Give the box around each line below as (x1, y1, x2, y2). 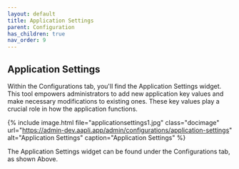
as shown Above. (7, 154, 59, 163)
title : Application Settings (7, 17, 94, 24)
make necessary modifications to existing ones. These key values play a (7, 97, 220, 105)
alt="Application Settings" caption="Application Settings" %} (7, 133, 186, 142)
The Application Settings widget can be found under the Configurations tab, (7, 147, 230, 156)
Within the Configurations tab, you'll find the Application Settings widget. (7, 82, 222, 90)
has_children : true (7, 30, 66, 38)
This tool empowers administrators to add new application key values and (7, 89, 224, 98)
